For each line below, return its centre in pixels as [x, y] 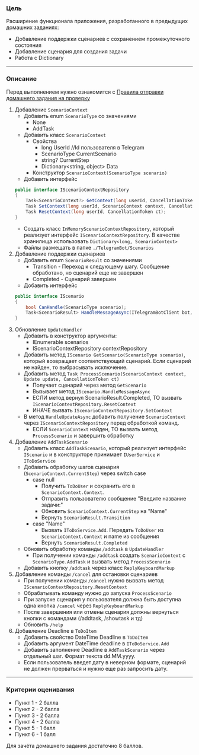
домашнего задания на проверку [48, 98]
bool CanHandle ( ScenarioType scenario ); [76, 307]
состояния [28, 45]
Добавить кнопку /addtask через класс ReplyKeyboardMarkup [99, 568]
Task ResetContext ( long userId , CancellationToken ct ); [96, 212]
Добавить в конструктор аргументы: [70, 336]
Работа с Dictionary [39, 58]
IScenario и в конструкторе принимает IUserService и [92, 454]
